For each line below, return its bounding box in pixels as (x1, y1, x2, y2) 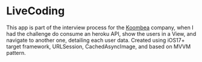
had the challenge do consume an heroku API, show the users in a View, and (6, 30, 197, 37)
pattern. (6, 49, 26, 56)
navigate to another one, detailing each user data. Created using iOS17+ (6, 36, 185, 44)
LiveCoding (6, 4, 65, 18)
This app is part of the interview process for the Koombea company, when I (6, 24, 194, 31)
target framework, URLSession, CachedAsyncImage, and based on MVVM (6, 43, 191, 50)
